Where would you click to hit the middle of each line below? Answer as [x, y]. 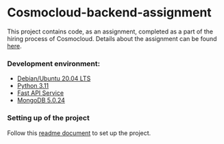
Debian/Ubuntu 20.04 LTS [54, 78]
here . [14, 46]
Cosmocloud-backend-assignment [110, 13]
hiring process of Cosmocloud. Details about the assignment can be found [112, 38]
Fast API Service [40, 93]
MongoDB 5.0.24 [41, 100]
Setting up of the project [49, 118]
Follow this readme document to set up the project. [79, 133]
